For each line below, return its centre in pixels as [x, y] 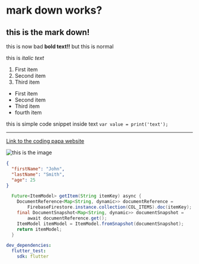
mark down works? [54, 10]
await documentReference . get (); [68, 218]
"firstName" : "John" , [38, 169]
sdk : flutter [33, 257]
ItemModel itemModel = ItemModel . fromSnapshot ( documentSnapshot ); [100, 224]
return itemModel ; [39, 229]
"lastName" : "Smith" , [38, 174]
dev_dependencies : [29, 246]
